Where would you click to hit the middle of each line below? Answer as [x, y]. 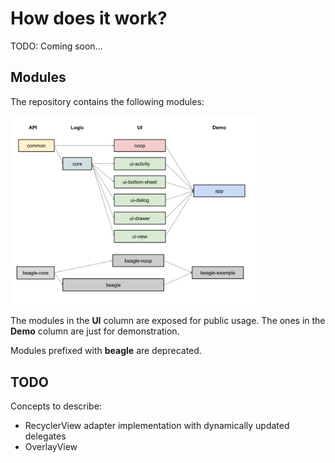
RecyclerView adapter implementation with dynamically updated [157, 425]
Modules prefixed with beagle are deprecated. [106, 351]
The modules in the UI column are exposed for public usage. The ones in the [168, 321]
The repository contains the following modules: [107, 101]
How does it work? [89, 18]
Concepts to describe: [56, 406]
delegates [45, 436]
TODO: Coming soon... [56, 46]
